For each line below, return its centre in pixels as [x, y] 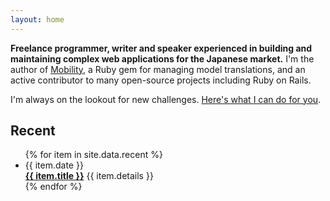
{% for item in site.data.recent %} [93, 155]
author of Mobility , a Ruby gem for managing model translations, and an [158, 69]
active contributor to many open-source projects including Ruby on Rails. [161, 80]
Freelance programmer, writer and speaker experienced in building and [161, 48]
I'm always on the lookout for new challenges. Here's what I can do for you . [166, 99]
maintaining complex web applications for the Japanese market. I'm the [162, 58]
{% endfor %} [53, 187]
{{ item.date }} [54, 165]
